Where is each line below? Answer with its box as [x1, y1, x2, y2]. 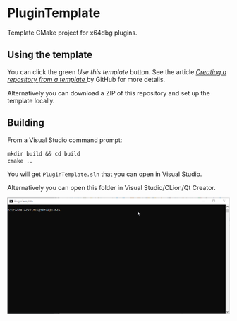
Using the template [7, 49, 93, 61]
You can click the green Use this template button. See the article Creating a [7, 67, 227, 76]
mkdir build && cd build [7, 150, 80, 157]
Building [7, 117, 44, 129]
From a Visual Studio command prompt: [7, 136, 123, 144]
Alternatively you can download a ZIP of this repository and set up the [7, 88, 210, 97]
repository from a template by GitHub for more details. [7, 75, 166, 83]
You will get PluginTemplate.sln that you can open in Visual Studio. [7, 170, 202, 178]
